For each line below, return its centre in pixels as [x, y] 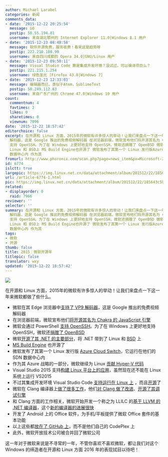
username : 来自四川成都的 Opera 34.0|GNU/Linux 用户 [62, 56]
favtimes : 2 [22, 108]
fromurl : [14, 159]
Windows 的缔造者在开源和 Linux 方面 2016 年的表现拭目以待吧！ [72, 449]
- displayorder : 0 [24, 191]
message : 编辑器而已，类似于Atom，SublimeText [55, 84]
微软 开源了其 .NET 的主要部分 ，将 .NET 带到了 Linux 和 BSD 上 [77, 338]
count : [12, 98]
